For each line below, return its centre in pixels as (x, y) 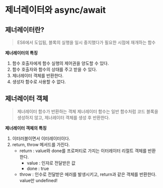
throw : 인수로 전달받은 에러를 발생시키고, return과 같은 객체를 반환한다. (88, 174)
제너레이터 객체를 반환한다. (38, 76)
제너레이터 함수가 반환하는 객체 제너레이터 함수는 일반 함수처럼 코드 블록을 (88, 111)
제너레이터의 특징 (22, 53)
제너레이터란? (25, 30)
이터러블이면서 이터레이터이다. (41, 138)
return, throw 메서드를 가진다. (41, 144)
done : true (38, 168)
